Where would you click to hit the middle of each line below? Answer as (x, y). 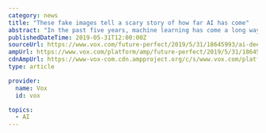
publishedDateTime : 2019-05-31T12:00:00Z (78, 37)
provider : (25, 81)
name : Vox (31, 88)
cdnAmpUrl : (26, 60)
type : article (32, 67)
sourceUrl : (26, 45)
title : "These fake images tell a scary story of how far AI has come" (129, 23)
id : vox (28, 95)
